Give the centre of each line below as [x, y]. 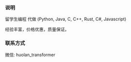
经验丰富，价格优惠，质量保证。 [37, 30]
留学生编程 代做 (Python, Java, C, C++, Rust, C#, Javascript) [66, 19]
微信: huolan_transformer [30, 55]
